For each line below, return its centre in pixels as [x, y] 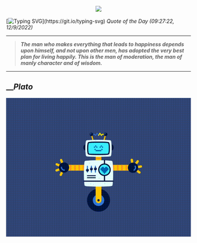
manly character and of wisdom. [61, 63]
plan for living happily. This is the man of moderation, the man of [101, 57]
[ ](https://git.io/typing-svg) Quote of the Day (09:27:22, [90, 21]
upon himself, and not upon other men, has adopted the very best [102, 50]
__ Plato [20, 87]
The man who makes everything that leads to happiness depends [102, 44]
